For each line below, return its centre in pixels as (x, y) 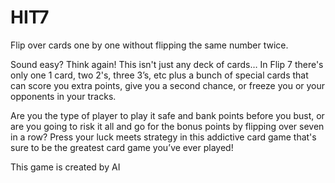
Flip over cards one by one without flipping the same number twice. (149, 45)
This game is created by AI (65, 167)
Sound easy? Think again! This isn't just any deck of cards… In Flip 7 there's (167, 64)
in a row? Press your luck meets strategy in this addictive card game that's (163, 137)
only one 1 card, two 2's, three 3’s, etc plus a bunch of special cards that (159, 75)
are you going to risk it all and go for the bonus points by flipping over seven (167, 126)
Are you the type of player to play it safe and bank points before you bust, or (167, 115)
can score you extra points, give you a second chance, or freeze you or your (168, 85)
